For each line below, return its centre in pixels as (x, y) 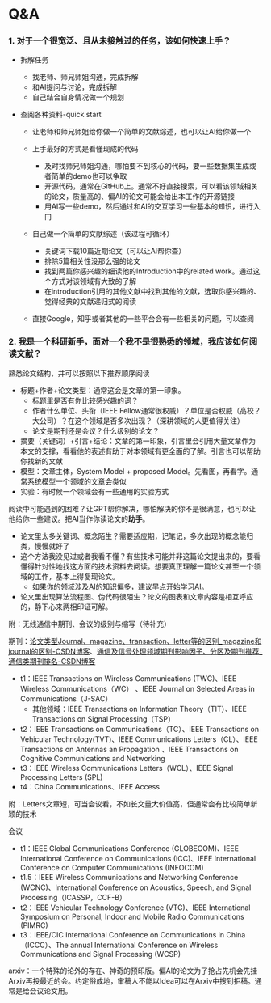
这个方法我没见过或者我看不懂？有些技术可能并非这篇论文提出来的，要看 (140, 556)
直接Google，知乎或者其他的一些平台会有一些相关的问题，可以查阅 (143, 319)
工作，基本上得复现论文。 (77, 576)
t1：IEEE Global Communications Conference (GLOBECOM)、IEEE (129, 848)
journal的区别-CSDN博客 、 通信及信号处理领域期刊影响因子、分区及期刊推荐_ (135, 651)
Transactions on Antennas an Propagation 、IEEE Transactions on (129, 749)
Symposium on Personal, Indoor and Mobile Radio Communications (132, 916)
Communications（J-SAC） (66, 698)
